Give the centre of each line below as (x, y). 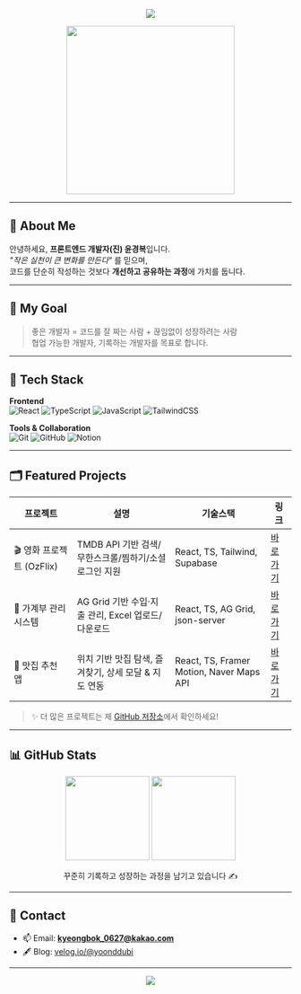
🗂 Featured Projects (68, 475)
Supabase (196, 563)
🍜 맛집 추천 (36, 666)
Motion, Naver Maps (217, 672)
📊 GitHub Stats (53, 755)
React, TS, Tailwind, (216, 552)
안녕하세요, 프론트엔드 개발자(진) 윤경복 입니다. (90, 249)
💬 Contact (38, 916)
